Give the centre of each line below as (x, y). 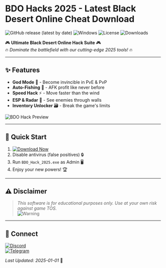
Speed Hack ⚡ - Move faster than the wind (56, 93)
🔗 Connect (21, 234)
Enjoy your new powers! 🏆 (40, 169)
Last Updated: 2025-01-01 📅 (34, 261)
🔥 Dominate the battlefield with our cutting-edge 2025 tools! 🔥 (69, 49)
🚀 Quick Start (26, 137)
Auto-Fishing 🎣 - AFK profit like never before (58, 87)
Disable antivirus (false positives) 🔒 (48, 154)
